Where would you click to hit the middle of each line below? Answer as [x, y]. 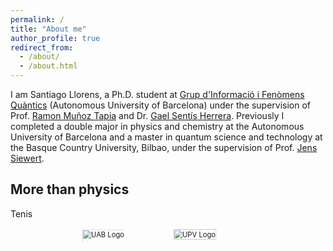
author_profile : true [55, 38]
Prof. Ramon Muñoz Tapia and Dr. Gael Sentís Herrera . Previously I [147, 115]
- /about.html [48, 66]
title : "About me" [48, 29]
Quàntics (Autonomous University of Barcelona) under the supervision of [161, 105]
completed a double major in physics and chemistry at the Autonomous [157, 126]
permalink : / [37, 19]
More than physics [70, 189]
